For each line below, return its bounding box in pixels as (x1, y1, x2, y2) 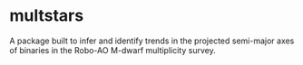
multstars (9, 5, 84, 26)
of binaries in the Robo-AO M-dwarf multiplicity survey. (9, 44, 216, 55)
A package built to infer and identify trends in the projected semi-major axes (9, 35, 295, 46)
